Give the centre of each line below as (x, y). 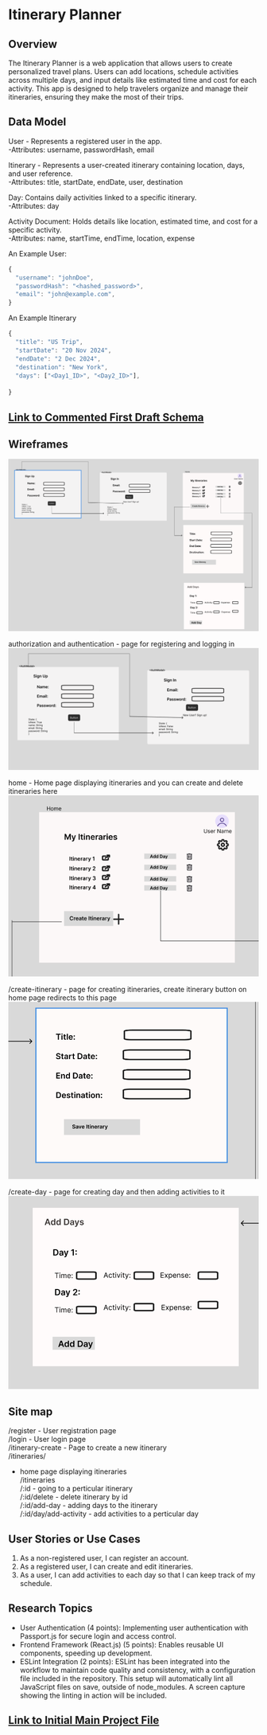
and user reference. (41, 174)
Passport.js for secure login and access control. (98, 1636)
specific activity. (35, 229)
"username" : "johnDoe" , (54, 277)
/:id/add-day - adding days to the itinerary (89, 1506)
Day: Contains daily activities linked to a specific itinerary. (103, 197)
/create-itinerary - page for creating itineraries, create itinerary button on (128, 990)
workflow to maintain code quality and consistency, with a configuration (137, 1670)
